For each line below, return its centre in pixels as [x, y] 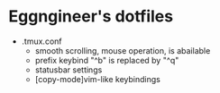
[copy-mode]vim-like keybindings [98, 79]
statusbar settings [69, 70]
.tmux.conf [41, 41]
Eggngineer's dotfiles [91, 17]
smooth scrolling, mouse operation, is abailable [123, 50]
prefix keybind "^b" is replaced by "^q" [107, 60]
